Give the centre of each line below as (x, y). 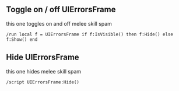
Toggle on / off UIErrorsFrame (61, 10)
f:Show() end (22, 39)
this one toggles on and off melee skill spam (59, 23)
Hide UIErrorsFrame (43, 57)
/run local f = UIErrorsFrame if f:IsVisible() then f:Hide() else (90, 34)
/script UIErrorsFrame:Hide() (43, 82)
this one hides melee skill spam (44, 71)
